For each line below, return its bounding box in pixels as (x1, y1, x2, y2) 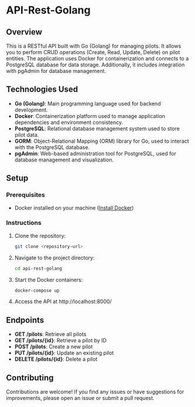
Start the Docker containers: (14, 276, 83, 283)
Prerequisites (6, 191, 45, 199)
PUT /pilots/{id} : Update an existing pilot (14, 349, 114, 356)
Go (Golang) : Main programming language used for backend (14, 100, 161, 107)
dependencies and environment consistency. (14, 119, 124, 126)
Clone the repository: (14, 232, 66, 239)
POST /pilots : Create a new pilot (14, 343, 93, 350)
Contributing (6, 372, 54, 382)
